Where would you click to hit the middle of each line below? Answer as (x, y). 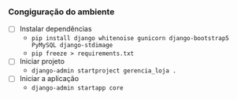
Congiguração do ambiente (61, 12)
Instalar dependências (56, 29)
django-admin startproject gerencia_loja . (104, 71)
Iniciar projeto (42, 61)
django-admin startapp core (77, 88)
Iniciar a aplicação (49, 79)
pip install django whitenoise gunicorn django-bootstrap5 (130, 39)
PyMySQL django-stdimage (72, 46)
